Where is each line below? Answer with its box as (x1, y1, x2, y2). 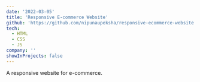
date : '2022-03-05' (6, 8, 55, 15)
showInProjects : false (6, 53, 63, 59)
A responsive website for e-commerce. (6, 69, 103, 76)
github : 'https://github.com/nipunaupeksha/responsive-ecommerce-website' (6, 20, 197, 26)
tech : (6, 25, 20, 31)
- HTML (11, 31, 28, 37)
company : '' (6, 48, 36, 53)
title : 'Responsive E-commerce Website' (6, 14, 109, 20)
